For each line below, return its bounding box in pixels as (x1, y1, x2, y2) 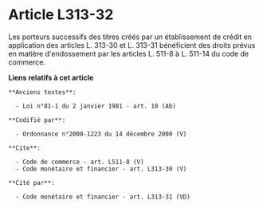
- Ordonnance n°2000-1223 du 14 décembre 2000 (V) (15, 130, 187, 138)
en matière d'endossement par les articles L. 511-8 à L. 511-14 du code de (8, 49, 249, 58)
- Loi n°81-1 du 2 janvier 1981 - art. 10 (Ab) (15, 102, 177, 110)
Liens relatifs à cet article (8, 73, 94, 82)
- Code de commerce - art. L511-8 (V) (15, 158, 145, 166)
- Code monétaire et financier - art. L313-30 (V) (15, 165, 187, 173)
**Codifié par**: (8, 116, 66, 124)
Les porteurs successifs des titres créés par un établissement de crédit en (8, 32, 253, 41)
